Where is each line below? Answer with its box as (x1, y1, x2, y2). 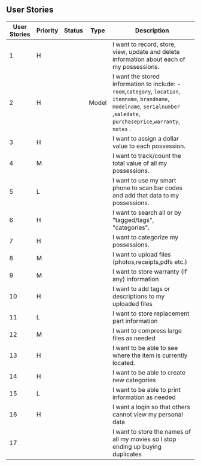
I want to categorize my (112, 233, 178, 241)
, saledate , (112, 109, 141, 118)
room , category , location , (112, 87, 181, 95)
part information (112, 316, 158, 325)
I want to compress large (112, 326, 182, 334)
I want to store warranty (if (112, 267, 187, 276)
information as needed (112, 393, 176, 401)
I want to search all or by (112, 208, 181, 217)
